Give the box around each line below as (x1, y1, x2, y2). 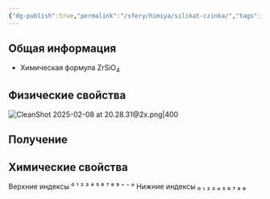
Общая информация (8, 42, 117, 56)
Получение (8, 133, 69, 147)
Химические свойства (8, 160, 128, 174)
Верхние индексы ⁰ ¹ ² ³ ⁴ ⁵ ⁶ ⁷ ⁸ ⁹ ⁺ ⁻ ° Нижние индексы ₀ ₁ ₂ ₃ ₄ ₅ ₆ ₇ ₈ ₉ (8, 182, 246, 192)
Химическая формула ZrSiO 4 (19, 63, 121, 75)
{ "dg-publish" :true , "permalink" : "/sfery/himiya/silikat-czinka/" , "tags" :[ (8, 11, 265, 20)
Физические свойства (8, 88, 127, 102)
